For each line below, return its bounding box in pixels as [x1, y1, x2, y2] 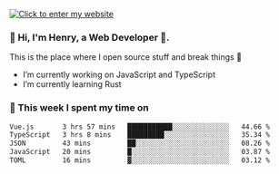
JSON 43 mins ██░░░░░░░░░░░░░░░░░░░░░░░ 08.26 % [9, 139, 271, 149]
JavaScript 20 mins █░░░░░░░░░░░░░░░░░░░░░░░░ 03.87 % [9, 148, 271, 157]
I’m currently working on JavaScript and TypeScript [22, 69, 216, 81]
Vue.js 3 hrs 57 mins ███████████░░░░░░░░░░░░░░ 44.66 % [9, 122, 271, 131]
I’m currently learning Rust [22, 79, 122, 90]
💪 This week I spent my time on [9, 101, 150, 114]
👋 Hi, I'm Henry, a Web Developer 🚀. [9, 31, 170, 43]
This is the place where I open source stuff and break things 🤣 [9, 52, 243, 63]
